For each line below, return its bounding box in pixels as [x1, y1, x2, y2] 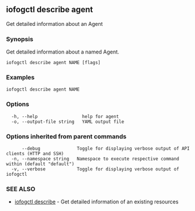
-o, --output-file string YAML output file [11, 119, 125, 125]
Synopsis [6, 35, 33, 43]
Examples [6, 73, 35, 82]
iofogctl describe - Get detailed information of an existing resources [14, 198, 179, 205]
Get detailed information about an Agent [6, 20, 103, 27]
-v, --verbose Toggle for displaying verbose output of [11, 166, 180, 172]
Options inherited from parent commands [6, 132, 127, 140]
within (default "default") [6, 161, 75, 167]
